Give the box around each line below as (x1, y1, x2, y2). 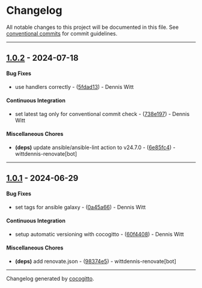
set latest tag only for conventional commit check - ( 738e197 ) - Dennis (14, 110, 190, 117)
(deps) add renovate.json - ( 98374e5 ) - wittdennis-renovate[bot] (14, 257, 176, 265)
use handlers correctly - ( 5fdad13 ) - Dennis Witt (14, 83, 134, 90)
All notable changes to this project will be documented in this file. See (6, 23, 179, 31)
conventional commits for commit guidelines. (6, 29, 118, 37)
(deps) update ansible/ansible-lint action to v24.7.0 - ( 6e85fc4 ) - (14, 144, 176, 151)
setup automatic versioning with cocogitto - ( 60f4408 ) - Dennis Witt (14, 230, 185, 237)
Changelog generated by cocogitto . (6, 275, 94, 282)
